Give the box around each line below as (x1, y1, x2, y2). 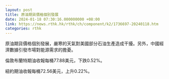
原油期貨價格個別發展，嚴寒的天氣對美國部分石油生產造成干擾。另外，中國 (5, 41, 159, 47)
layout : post (5, 7, 33, 13)
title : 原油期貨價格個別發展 (5, 12, 59, 17)
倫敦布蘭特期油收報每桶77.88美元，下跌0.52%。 (5, 57, 105, 63)
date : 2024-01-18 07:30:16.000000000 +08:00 (5, 17, 100, 22)
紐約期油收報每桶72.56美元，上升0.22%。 (5, 68, 93, 74)
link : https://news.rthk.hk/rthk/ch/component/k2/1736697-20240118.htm (5, 21, 158, 27)
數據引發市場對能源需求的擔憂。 (9, 47, 76, 53)
